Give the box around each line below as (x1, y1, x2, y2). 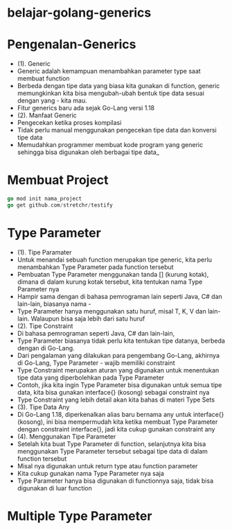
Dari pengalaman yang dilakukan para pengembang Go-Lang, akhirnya (17, 351, 220, 359)
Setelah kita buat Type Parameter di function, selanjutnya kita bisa (17, 439, 206, 448)
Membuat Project (7, 172, 109, 188)
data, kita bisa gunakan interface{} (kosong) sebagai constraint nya (17, 388, 210, 396)
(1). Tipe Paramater (17, 248, 72, 256)
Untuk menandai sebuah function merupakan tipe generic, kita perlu (17, 255, 213, 264)
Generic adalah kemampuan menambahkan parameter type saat (17, 67, 201, 76)
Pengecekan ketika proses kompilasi (17, 119, 122, 127)
